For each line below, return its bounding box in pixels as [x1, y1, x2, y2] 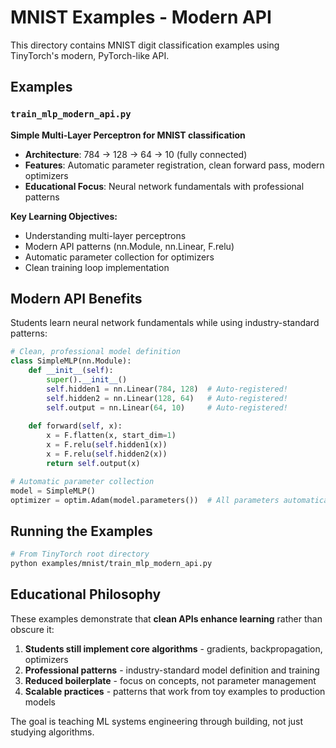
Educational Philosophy [10, 586, 162, 603]
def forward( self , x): [28, 421, 123, 431]
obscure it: [10, 623, 55, 635]
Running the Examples [10, 522, 153, 540]
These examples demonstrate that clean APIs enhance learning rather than [10, 612, 323, 625]
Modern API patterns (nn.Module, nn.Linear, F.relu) [24, 240, 235, 252]
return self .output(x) [46, 458, 141, 468]
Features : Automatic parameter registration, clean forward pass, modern [24, 159, 325, 171]
